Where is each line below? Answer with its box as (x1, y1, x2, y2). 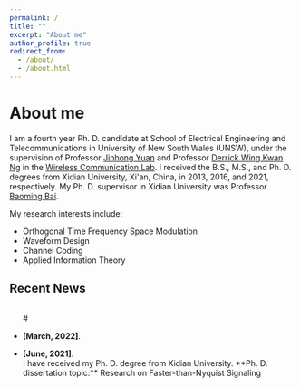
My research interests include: (9, 208, 123, 218)
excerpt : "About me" (9, 30, 88, 39)
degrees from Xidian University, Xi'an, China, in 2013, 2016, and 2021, (9, 171, 269, 182)
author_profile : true (9, 38, 92, 48)
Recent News (9, 281, 86, 296)
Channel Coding (22, 245, 83, 256)
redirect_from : (9, 47, 67, 56)
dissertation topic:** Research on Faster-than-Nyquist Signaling (22, 367, 261, 378)
